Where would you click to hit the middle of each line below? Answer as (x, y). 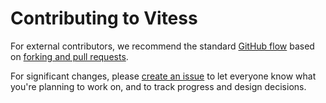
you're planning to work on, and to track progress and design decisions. (158, 86)
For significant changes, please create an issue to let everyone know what (163, 76)
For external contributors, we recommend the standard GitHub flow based (162, 46)
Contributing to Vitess (104, 18)
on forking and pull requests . (69, 56)
